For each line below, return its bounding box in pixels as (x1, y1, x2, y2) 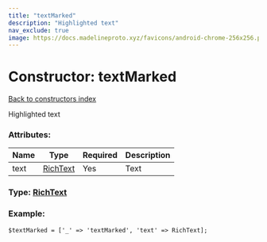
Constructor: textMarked (8, 68, 177, 86)
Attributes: (8, 129, 52, 140)
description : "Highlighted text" (8, 19, 119, 27)
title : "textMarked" (8, 11, 77, 20)
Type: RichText (8, 187, 68, 198)
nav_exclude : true (8, 26, 69, 34)
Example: (8, 208, 45, 219)
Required (82, 150, 118, 161)
